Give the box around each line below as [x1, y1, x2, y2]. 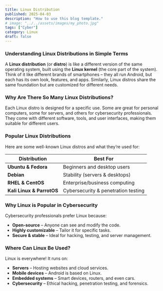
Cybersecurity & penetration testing [63, 187, 145, 194]
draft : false [5, 34, 32, 39]
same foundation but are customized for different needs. [5, 82, 118, 88]
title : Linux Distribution [5, 7, 60, 12]
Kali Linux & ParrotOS [7, 187, 58, 194]
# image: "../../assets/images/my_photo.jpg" [5, 20, 99, 26]
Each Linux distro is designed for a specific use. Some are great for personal [5, 105, 159, 111]
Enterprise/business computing [63, 179, 135, 186]
